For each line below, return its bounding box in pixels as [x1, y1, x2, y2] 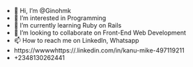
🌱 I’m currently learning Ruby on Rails [13, 21, 122, 29]
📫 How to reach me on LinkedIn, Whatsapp [13, 37, 139, 44]
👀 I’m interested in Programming [13, 14, 107, 22]
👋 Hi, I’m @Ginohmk [13, 7, 72, 15]
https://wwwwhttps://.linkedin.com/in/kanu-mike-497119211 [13, 46, 185, 55]
